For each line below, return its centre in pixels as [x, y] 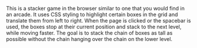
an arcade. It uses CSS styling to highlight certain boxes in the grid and [92, 14]
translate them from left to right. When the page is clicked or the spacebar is [98, 21]
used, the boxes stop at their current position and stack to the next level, [94, 27]
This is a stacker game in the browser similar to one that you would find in [96, 8]
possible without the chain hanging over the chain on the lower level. [89, 39]
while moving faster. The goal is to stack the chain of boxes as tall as [89, 33]
